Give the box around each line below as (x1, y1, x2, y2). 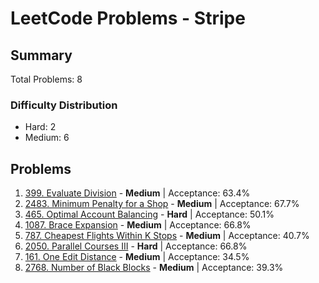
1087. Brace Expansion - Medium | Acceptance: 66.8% (24, 219, 252, 231)
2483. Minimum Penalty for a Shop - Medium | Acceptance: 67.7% (24, 198, 300, 210)
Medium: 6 (24, 132, 70, 144)
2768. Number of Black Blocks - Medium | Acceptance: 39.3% (24, 262, 284, 274)
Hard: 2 (24, 121, 57, 133)
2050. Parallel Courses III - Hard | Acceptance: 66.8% (24, 240, 248, 252)
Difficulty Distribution (10, 98, 118, 112)
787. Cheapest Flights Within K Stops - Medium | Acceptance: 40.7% (24, 230, 310, 242)
